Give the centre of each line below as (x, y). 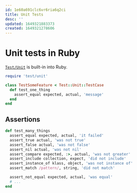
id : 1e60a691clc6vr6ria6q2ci (35, 10)
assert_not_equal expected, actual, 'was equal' (61, 177)
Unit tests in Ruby (42, 53)
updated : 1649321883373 (30, 24)
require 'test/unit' (27, 76)
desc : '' (14, 19)
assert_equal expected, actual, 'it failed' (57, 135)
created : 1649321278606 (30, 28)
